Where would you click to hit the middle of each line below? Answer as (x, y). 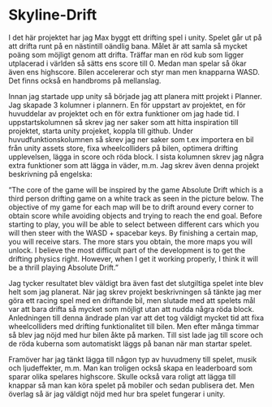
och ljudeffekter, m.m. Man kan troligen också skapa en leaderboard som (131, 368)
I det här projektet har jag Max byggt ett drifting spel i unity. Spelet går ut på (135, 37)
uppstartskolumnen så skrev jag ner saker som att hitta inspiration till (123, 122)
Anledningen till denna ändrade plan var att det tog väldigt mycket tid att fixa (136, 318)
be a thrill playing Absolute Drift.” (64, 267)
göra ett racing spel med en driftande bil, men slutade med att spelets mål (132, 300)
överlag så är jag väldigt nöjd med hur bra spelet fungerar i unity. (117, 394)
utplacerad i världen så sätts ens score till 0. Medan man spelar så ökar (127, 63)
